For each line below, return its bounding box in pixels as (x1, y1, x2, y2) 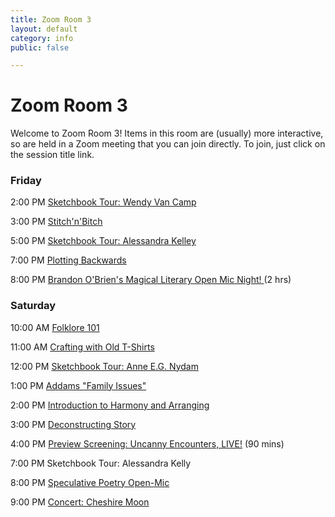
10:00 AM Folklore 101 (10, 321, 100, 333)
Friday (10, 174, 42, 188)
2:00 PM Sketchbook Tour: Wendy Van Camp (10, 196, 197, 208)
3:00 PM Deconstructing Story (10, 418, 137, 430)
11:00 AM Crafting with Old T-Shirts (10, 341, 155, 353)
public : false (10, 42, 70, 53)
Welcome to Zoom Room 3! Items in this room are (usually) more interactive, (10, 127, 324, 140)
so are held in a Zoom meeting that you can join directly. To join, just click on (10, 138, 326, 150)
